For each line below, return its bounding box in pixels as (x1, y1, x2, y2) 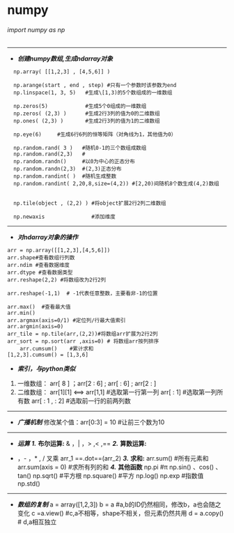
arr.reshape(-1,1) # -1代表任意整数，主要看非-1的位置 (7, 290, 158, 298)
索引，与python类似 (17, 364, 76, 373)
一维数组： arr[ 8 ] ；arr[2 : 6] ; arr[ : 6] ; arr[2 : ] (17, 379, 157, 388)
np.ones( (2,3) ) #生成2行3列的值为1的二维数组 (13, 118, 160, 125)
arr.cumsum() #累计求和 (19, 346, 94, 353)
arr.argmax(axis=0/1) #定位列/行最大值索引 (7, 317, 126, 324)
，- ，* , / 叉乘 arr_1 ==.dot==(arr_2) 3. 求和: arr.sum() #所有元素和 (17, 454, 209, 463)
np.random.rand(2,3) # (13, 150, 86, 158)
